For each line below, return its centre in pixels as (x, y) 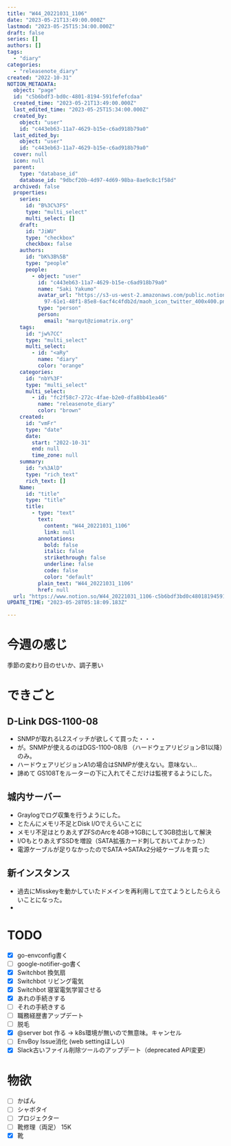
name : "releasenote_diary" (76, 404)
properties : (31, 193)
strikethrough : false (75, 558)
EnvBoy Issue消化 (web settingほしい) (71, 1041)
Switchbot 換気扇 (41, 972)
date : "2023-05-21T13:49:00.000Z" (57, 20)
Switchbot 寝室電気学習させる (59, 990)
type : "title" (46, 500)
